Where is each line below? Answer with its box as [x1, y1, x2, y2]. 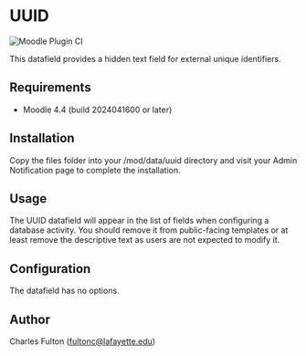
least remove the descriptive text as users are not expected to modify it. [9, 235, 280, 246]
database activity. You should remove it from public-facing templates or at [9, 225, 289, 236]
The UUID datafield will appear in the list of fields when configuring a [9, 215, 269, 226]
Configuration [9, 261, 91, 277]
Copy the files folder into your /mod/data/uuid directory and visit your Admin [9, 154, 298, 165]
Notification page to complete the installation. [9, 164, 181, 175]
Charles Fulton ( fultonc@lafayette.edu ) [9, 336, 156, 347]
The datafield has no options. [9, 285, 121, 297]
